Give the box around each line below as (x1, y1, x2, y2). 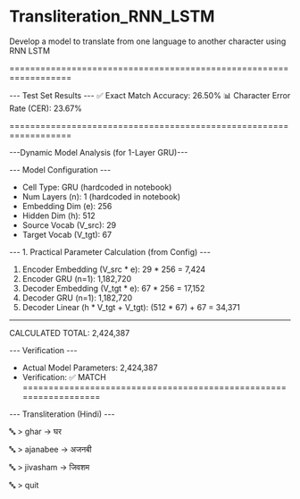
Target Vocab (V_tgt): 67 (21, 229, 112, 240)
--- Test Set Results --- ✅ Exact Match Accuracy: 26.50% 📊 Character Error (9, 89, 291, 100)
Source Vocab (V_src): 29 (21, 219, 117, 230)
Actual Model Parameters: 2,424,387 (21, 362, 158, 373)
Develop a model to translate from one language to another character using (9, 36, 287, 47)
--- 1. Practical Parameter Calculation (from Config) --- (9, 246, 212, 257)
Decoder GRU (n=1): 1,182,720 (21, 292, 133, 303)
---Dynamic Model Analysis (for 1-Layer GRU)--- (9, 147, 188, 157)
